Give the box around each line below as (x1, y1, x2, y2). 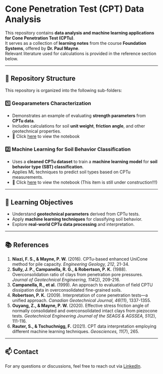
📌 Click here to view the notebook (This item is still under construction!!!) (12, 179, 158, 186)
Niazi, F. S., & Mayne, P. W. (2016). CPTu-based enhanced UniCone (12, 256, 148, 262)
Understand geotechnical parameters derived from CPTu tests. (12, 211, 140, 217)
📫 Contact (5, 348, 39, 356)
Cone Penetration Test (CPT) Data (5, 3, 145, 15)
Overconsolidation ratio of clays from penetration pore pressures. (12, 271, 143, 277)
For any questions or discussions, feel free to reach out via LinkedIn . (5, 363, 142, 369)
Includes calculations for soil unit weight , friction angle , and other (12, 123, 146, 129)
